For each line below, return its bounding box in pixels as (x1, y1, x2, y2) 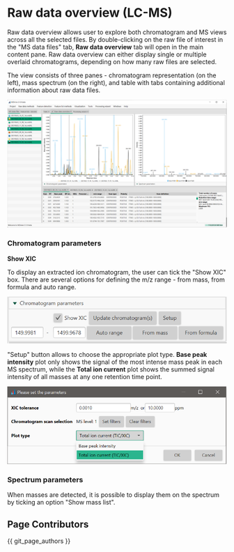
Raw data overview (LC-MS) (7, 5, 173, 21)
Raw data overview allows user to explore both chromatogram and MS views (7, 28, 227, 36)
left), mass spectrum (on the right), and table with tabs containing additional (7, 78, 225, 86)
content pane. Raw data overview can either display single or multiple (7, 50, 207, 59)
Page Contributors (7, 518, 89, 530)
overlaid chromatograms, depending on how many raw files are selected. (7, 57, 217, 66)
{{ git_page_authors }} (7, 537, 71, 545)
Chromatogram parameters (7, 238, 102, 248)
